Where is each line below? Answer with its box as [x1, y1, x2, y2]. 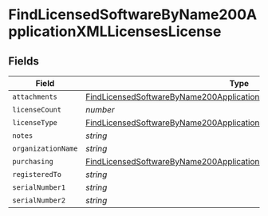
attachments [12, 92, 58, 101]
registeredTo [12, 170, 62, 179]
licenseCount [12, 105, 62, 114]
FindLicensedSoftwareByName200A [8, 6, 258, 24]
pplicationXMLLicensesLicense [8, 22, 222, 41]
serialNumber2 [12, 196, 66, 205]
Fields [8, 54, 40, 68]
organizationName [12, 144, 78, 153]
